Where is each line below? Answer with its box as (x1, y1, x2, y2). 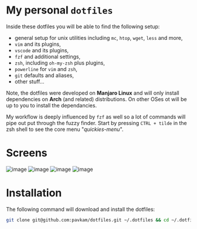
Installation (6, 186, 62, 200)
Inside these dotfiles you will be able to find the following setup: (6, 23, 160, 30)
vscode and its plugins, (14, 46, 69, 53)
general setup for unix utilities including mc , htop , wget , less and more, (14, 34, 183, 41)
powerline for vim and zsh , (14, 65, 78, 72)
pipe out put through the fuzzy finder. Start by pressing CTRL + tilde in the (6, 119, 188, 126)
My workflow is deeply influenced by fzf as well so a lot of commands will (6, 113, 186, 120)
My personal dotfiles (6, 4, 113, 17)
